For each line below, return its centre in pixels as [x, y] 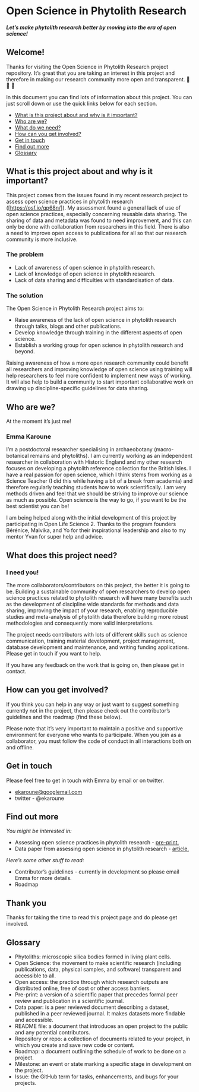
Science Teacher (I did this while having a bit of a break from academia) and [99, 481]
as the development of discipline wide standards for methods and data [93, 604]
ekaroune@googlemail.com [48, 792]
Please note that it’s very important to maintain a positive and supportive [94, 728]
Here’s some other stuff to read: [45, 860]
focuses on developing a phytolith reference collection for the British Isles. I [99, 469]
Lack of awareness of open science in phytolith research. [85, 267]
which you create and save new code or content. [75, 1045]
